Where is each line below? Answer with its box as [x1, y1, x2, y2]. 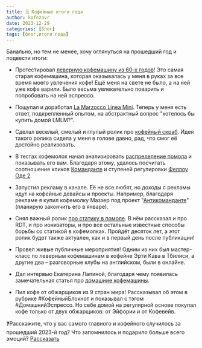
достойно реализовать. [14, 141, 75, 148]
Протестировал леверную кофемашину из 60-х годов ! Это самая [14, 66, 184, 73]
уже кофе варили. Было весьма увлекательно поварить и [14, 85, 164, 93]
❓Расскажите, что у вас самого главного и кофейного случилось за [6, 320, 181, 327]
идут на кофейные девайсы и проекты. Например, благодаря [14, 190, 174, 197]
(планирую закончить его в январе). [14, 203, 109, 211]
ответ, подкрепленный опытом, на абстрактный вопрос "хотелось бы [14, 110, 195, 117]
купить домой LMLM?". [14, 116, 75, 124]
